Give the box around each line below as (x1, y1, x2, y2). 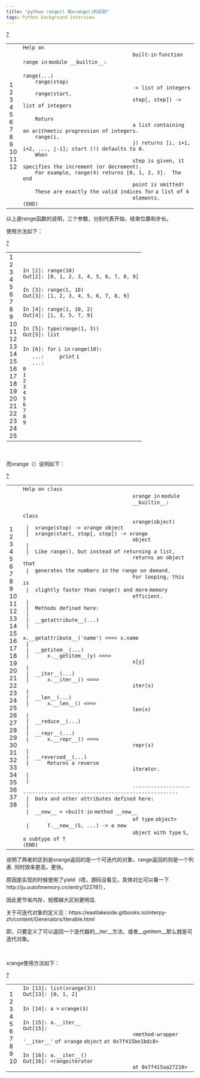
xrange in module (132, 493, 180, 499)
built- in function (132, 51, 183, 58)
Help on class (23, 485, 63, 492)
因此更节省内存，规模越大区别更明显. (6, 896, 97, 903)
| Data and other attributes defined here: (26, 795, 154, 802)
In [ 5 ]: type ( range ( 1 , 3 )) (23, 325, 99, 332)
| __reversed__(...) (26, 753, 87, 760)
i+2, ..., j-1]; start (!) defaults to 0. (23, 145, 145, 152)
